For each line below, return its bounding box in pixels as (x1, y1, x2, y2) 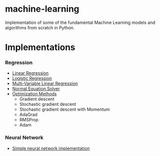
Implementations (5, 42, 76, 53)
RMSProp (19, 117, 39, 123)
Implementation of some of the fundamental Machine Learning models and (5, 19, 156, 25)
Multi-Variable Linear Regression (12, 80, 78, 86)
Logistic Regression (12, 76, 52, 81)
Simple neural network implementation (12, 145, 90, 151)
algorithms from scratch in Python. (5, 24, 75, 30)
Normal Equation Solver (12, 86, 60, 92)
